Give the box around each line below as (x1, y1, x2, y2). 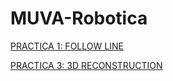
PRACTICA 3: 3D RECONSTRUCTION (10, 59, 163, 71)
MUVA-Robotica (10, 7, 148, 30)
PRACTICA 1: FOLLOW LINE (10, 40, 124, 52)
